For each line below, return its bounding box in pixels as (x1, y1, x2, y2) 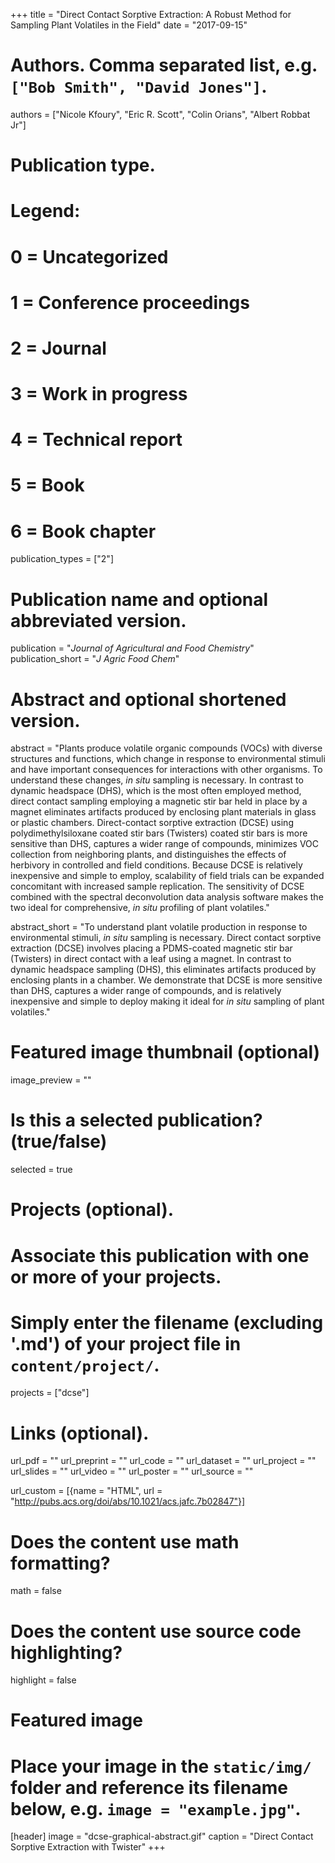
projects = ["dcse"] (10, 1387, 90, 1399)
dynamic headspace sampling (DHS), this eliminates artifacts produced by (10, 964, 317, 976)
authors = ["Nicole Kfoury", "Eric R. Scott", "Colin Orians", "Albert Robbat (10, 108, 311, 120)
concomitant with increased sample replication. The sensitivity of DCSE (10, 880, 305, 893)
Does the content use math (10, 1530, 240, 1553)
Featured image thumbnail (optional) (10, 1041, 321, 1064)
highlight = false (10, 1674, 77, 1686)
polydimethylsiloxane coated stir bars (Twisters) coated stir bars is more (10, 827, 308, 839)
